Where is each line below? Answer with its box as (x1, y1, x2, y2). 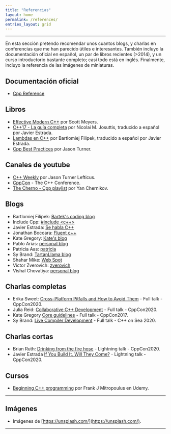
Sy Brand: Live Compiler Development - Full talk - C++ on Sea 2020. (12, 317, 156, 324)
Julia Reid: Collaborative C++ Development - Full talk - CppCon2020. (12, 307, 158, 313)
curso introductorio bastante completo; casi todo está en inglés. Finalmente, (5, 57, 165, 63)
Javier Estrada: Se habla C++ (12, 224, 74, 230)
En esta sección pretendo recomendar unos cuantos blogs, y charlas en (5, 40, 156, 46)
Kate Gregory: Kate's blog (12, 235, 67, 241)
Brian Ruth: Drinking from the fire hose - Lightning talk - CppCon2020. (12, 346, 160, 352)
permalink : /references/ (5, 17, 58, 22)
